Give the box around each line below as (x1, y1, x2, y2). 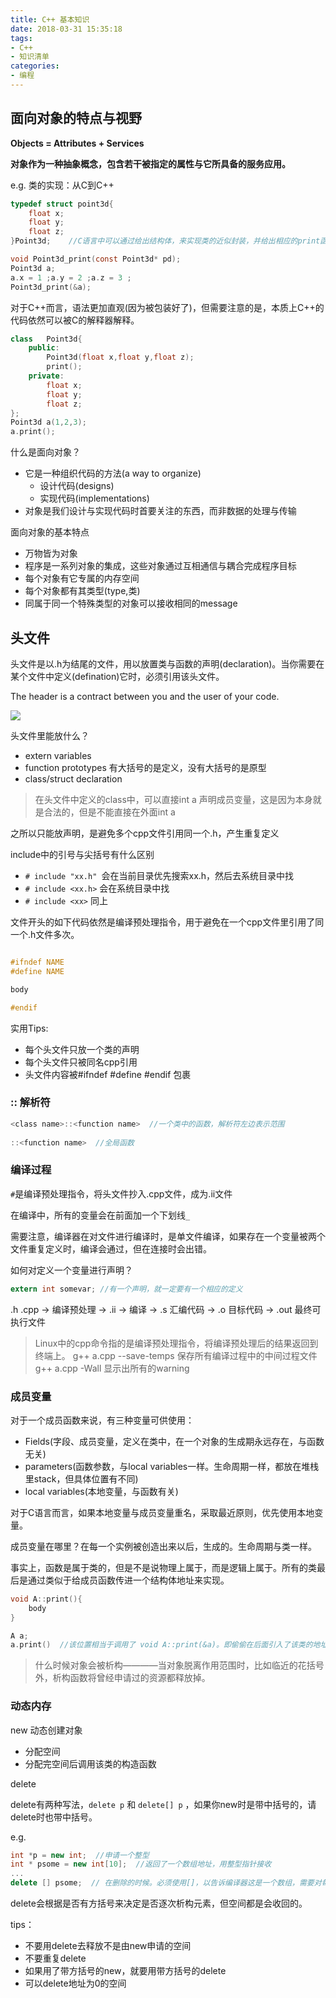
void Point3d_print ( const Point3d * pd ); (10, 254, 182, 265)
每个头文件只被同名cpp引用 (24, 1056, 138, 1068)
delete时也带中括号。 (10, 1811, 98, 1823)
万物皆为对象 (24, 547, 78, 560)
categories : (10, 61, 60, 71)
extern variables (24, 750, 92, 761)
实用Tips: (10, 1022, 49, 1034)
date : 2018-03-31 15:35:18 (10, 24, 123, 34)
